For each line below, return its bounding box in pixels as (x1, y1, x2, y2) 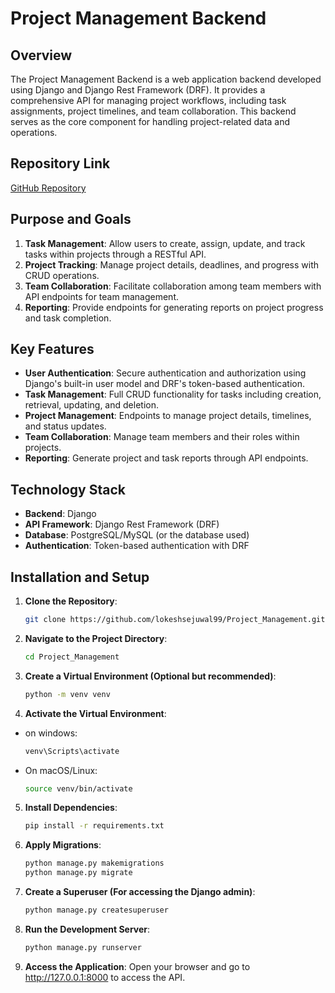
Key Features (10, 341, 95, 358)
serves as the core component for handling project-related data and (10, 116, 291, 127)
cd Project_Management (24, 652, 120, 662)
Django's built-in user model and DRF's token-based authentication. (24, 378, 305, 390)
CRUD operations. (24, 269, 100, 281)
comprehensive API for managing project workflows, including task (10, 95, 287, 106)
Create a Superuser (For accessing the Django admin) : (24, 886, 256, 898)
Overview (10, 47, 73, 64)
